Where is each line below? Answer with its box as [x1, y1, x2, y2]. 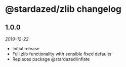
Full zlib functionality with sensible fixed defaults [12, 51, 112, 57]
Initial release [12, 46, 40, 51]
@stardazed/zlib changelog [5, 3, 122, 15]
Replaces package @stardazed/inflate [12, 56, 90, 62]
